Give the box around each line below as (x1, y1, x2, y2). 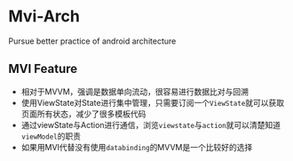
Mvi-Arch (8, 6, 81, 27)
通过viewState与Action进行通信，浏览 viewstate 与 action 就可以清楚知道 (20, 119, 281, 130)
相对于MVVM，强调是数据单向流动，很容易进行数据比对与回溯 (20, 86, 249, 97)
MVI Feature (8, 61, 78, 76)
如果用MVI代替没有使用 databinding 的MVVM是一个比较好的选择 (20, 141, 253, 152)
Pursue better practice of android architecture (8, 36, 177, 46)
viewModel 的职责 (20, 131, 82, 141)
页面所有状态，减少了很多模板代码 (20, 109, 146, 119)
